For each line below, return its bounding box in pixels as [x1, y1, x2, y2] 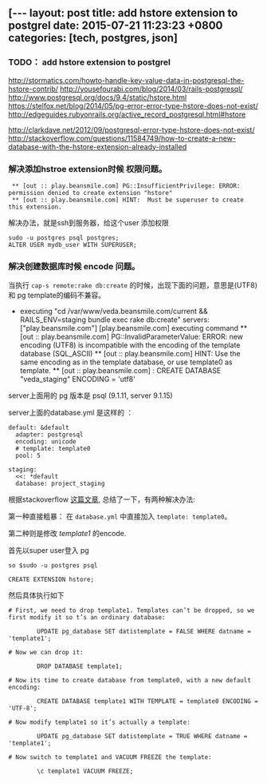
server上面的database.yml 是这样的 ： [8, 407, 134, 418]
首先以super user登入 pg [8, 546, 89, 555]
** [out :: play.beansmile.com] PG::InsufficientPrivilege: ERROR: [11, 181, 241, 190]
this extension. [8, 203, 62, 211]
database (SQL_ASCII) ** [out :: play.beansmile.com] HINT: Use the [19, 349, 241, 359]
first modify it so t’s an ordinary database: [8, 614, 166, 622]
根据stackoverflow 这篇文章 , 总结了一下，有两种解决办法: [8, 495, 195, 504]
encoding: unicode [15, 438, 77, 446]
